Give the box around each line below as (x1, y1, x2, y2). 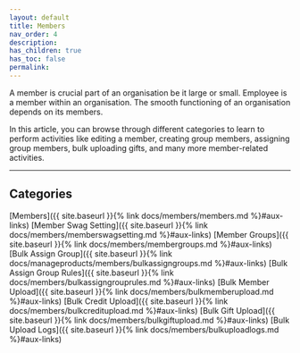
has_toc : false (9, 55, 66, 63)
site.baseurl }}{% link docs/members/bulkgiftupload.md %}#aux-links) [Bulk (9, 315, 290, 325)
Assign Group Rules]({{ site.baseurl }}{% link (9, 267, 174, 278)
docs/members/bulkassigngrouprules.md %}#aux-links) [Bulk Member (9, 276, 270, 287)
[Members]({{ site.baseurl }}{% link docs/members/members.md (9, 210, 249, 221)
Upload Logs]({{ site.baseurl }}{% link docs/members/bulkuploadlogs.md (9, 324, 279, 335)
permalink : (9, 63, 50, 72)
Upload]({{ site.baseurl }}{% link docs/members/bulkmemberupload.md (9, 286, 274, 297)
